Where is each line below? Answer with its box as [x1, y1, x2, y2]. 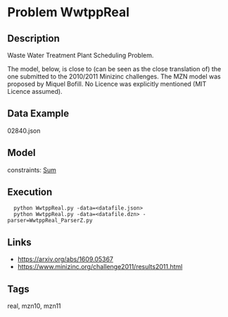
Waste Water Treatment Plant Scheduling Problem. [7, 51, 154, 59]
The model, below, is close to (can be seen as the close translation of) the [7, 65, 222, 73]
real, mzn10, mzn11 [7, 301, 61, 311]
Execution [7, 186, 53, 198]
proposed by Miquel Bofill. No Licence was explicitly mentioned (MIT [7, 80, 207, 88]
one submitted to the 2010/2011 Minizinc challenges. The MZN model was [7, 72, 221, 80]
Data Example [7, 107, 70, 120]
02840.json [7, 126, 41, 135]
